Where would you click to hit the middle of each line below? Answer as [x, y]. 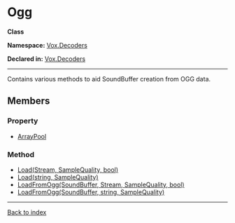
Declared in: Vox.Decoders [47, 59]
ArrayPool [32, 136]
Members [29, 101]
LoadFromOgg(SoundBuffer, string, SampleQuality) [91, 192]
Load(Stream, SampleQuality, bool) [68, 170]
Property [23, 121]
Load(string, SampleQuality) [58, 177]
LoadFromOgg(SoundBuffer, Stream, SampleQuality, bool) [101, 184]
